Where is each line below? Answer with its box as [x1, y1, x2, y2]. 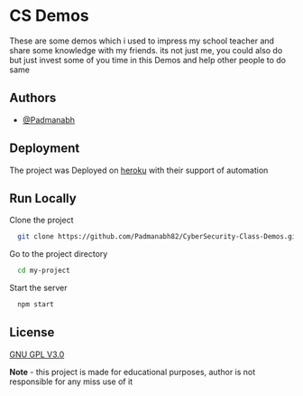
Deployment [9, 141, 80, 156]
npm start [17, 300, 54, 309]
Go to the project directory [9, 249, 108, 259]
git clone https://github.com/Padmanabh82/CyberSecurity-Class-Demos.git [17, 232, 300, 241]
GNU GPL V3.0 [9, 349, 65, 360]
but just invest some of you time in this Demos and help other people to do [9, 54, 287, 65]
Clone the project [9, 214, 74, 226]
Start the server [9, 282, 68, 294]
